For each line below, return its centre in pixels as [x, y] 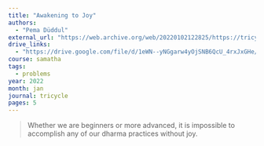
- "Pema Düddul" [42, 30]
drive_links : [29, 45]
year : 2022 [26, 81]
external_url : [31, 37]
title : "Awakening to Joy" [52, 15]
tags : [17, 67]
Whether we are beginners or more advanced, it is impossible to [131, 126]
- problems [33, 74]
